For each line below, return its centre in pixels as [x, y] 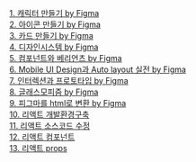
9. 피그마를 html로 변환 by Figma [68, 103]
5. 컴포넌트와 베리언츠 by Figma [66, 58]
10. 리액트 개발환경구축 [49, 114]
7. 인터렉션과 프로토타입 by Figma [69, 81]
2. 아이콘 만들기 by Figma [55, 24]
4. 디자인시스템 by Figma [54, 47]
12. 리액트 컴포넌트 [42, 137]
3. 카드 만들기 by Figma [52, 36]
